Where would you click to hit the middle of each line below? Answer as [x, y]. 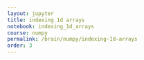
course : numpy [28, 33]
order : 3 [20, 46]
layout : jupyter [30, 13]
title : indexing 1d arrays [46, 20]
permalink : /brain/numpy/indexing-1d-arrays [72, 39]
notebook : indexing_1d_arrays [51, 26]
